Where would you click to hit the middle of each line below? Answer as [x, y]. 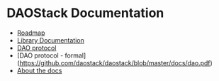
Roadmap [31, 33]
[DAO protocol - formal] [51, 55]
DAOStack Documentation [85, 13]
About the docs [39, 70]
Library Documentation [50, 40]
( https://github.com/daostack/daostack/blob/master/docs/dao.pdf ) [115, 63]
